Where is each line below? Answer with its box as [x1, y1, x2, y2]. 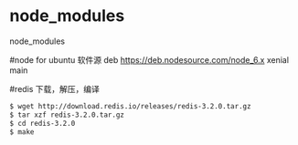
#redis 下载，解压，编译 [9, 83, 101, 94]
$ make [9, 127, 35, 137]
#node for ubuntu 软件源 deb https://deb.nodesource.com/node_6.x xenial [9, 54, 290, 65]
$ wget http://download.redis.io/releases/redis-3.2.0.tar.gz [9, 101, 251, 110]
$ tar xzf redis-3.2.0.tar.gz [9, 110, 125, 119]
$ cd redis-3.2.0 [9, 119, 76, 128]
